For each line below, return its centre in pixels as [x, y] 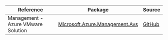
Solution [17, 30]
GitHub [151, 24]
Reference [30, 10]
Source [151, 10]
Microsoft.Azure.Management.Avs [98, 24]
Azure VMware [25, 24]
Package [98, 10]
